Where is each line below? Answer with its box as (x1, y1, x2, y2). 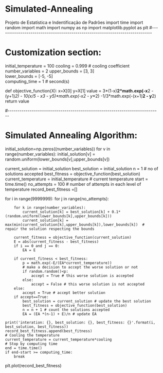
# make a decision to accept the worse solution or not (22, 265, 138, 269)
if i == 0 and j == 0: (14, 243, 60, 249)
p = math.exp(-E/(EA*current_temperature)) (22, 260, 112, 266)
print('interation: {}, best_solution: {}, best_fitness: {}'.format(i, (5, 320, 156, 325)
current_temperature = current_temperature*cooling (5, 337, 112, 342)
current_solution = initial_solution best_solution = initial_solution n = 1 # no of (5, 165, 159, 171)
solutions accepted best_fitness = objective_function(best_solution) (5, 171, 141, 177)
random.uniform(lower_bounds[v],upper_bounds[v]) (5, 156, 110, 162)
